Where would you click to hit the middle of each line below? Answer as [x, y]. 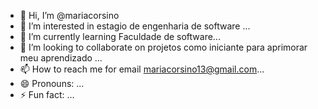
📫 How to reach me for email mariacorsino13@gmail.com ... [142, 69]
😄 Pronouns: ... [52, 83]
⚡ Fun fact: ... [47, 94]
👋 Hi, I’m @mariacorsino [69, 15]
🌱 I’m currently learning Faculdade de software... [120, 36]
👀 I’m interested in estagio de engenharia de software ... [135, 26]
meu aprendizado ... [61, 58]
